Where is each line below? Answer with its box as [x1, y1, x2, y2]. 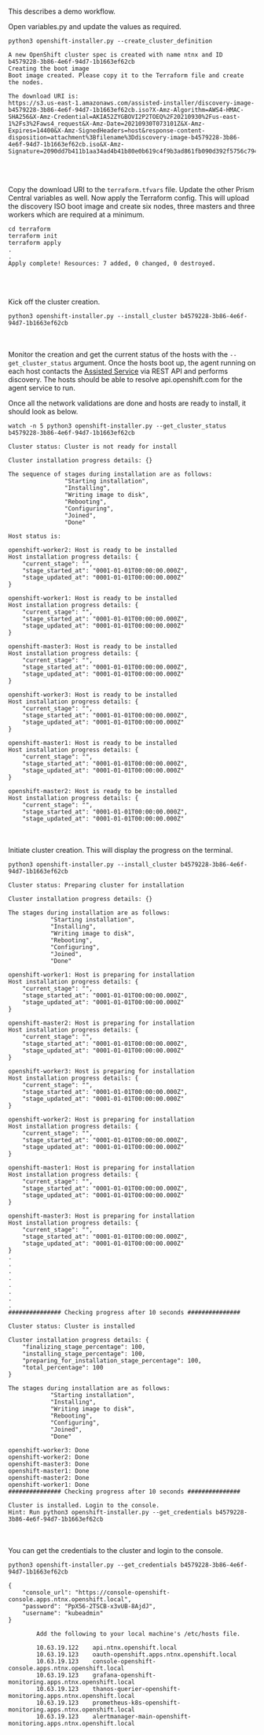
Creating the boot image [8, 65, 90, 72]
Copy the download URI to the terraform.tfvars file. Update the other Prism [8, 185, 255, 194]
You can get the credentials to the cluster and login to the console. [8, 1546, 224, 1555]
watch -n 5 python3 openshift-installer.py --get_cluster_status [8, 422, 226, 430]
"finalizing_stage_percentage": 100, [22, 1343, 146, 1351]
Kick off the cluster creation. [8, 297, 101, 306]
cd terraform [8, 225, 51, 233]
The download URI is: [8, 92, 79, 100]
